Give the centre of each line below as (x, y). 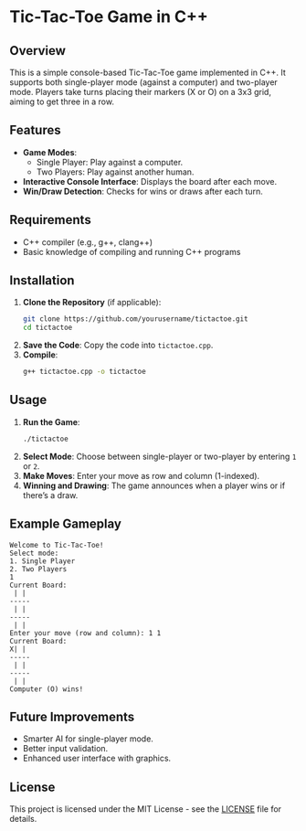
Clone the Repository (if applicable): (92, 303)
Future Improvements (72, 716)
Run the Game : (51, 421)
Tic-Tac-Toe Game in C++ (109, 17)
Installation (42, 281)
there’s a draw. (50, 495)
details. (23, 819)
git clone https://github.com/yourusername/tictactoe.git (135, 319)
